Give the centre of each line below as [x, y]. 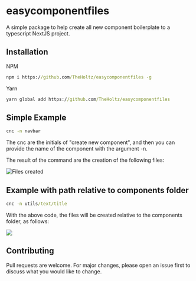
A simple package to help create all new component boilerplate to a [88, 27]
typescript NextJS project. [38, 33]
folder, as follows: [27, 221]
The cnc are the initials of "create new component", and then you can [91, 142]
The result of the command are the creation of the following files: [85, 160]
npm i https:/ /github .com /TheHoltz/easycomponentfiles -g [79, 77]
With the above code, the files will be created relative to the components [94, 215]
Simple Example [36, 117]
